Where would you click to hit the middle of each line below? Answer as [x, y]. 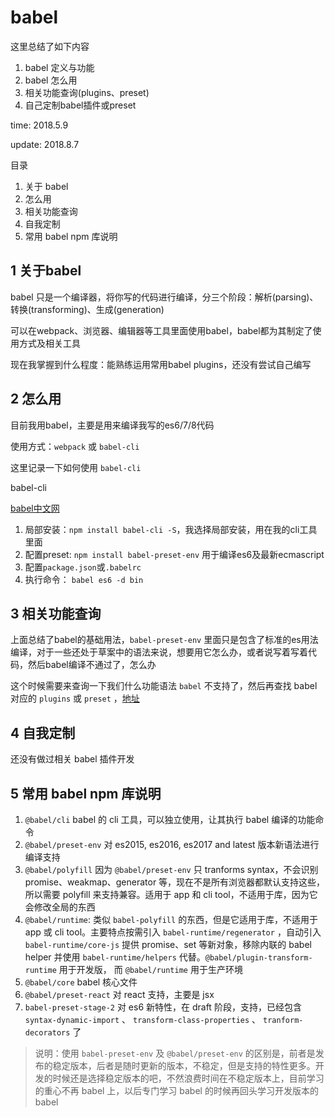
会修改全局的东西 [60, 907]
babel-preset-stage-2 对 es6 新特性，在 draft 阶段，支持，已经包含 [163, 1007]
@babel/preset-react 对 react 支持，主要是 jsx [119, 994]
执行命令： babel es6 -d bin [84, 579]
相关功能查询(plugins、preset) [87, 92]
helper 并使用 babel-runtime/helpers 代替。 [115, 957]
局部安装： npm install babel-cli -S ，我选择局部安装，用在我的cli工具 [171, 529]
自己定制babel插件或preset [80, 105]
